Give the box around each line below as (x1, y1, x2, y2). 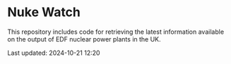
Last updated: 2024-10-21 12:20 (7, 49, 100, 57)
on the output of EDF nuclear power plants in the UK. (7, 34, 161, 43)
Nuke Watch (7, 4, 81, 20)
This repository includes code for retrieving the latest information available (7, 27, 225, 36)
